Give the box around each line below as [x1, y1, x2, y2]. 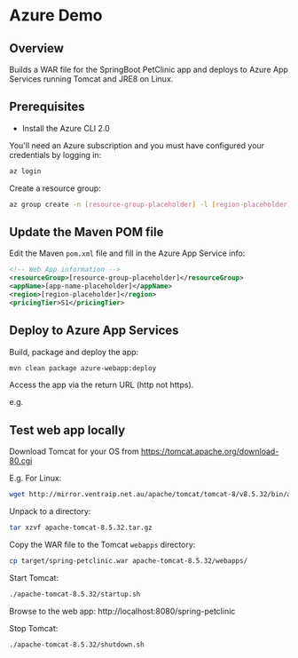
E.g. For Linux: [9, 472, 62, 484]
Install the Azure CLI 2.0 [21, 123, 111, 133]
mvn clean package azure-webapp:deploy [9, 363, 157, 373]
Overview [9, 41, 65, 56]
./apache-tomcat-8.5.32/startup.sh [9, 590, 141, 599]
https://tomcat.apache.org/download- [140, 446, 279, 457]
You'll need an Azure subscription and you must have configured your [9, 139, 264, 151]
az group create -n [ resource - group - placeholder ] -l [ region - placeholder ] [9, 200, 292, 209]
